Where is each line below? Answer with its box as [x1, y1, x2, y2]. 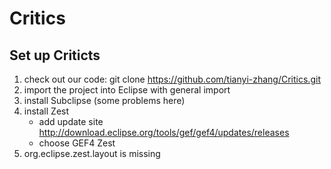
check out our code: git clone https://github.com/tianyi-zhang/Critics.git [23, 73, 321, 85]
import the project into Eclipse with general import [23, 84, 231, 96]
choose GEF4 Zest [38, 137, 116, 149]
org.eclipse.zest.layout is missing [23, 148, 161, 159]
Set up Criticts [9, 47, 101, 64]
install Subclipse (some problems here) [23, 95, 186, 106]
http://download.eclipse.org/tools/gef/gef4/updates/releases [38, 127, 290, 138]
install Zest [23, 105, 70, 117]
